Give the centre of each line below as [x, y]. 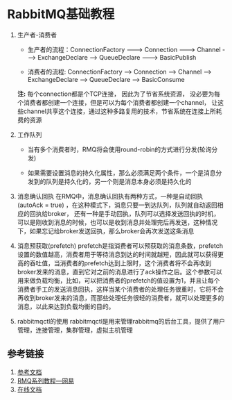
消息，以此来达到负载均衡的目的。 [66, 306]
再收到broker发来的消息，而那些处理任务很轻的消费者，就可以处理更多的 [121, 298]
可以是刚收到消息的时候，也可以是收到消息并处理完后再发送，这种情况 [117, 222]
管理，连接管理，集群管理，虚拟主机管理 [75, 330]
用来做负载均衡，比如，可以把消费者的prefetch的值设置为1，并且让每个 [118, 280]
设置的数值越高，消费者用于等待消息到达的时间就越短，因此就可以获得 [117, 254]
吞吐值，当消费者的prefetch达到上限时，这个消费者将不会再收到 [121, 263]
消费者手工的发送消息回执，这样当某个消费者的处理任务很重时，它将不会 [120, 289]
